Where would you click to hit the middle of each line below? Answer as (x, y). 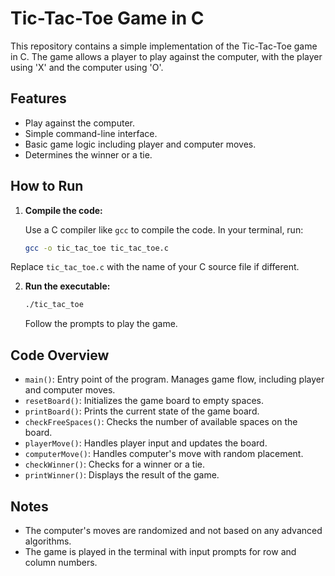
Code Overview (60, 355)
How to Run (47, 186)
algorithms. (48, 541)
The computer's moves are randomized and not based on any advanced (173, 530)
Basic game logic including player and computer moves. (140, 144)
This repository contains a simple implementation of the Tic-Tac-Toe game (164, 46)
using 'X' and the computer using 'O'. (87, 67)
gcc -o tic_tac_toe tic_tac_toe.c (96, 248)
